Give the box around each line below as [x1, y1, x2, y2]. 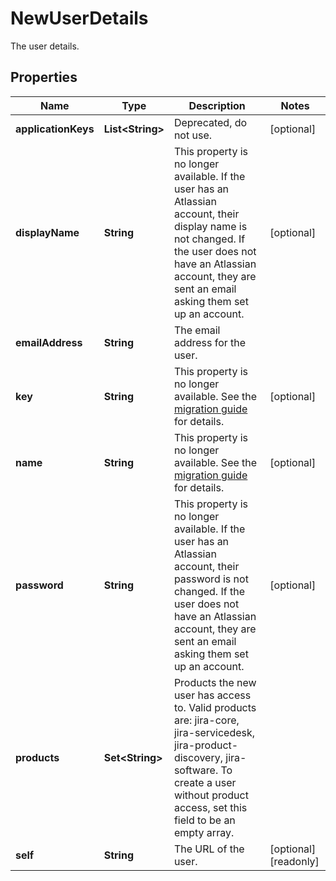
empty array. [173, 825, 235, 839]
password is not [173, 572, 249, 586]
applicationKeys [15, 122, 95, 136]
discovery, [173, 750, 223, 764]
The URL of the [173, 842, 245, 856]
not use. [173, 128, 212, 142]
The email [173, 323, 221, 337]
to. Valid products [173, 700, 257, 714]
